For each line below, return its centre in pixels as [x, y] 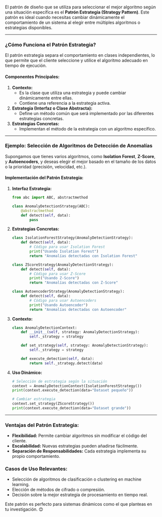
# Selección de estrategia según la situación [60, 381]
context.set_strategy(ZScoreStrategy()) [53, 404]
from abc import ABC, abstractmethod [50, 197]
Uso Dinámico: [27, 372]
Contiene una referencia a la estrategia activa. [65, 103]
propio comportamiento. [36, 456]
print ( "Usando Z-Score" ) [54, 278]
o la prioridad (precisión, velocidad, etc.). [46, 166]
